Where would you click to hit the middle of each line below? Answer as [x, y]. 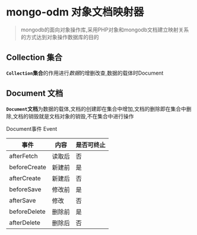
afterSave [23, 200]
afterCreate [25, 178]
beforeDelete [27, 211]
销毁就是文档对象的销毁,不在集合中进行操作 [82, 116]
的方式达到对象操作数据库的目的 [60, 37]
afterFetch [23, 156]
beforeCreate [28, 167]
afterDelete [25, 223]
